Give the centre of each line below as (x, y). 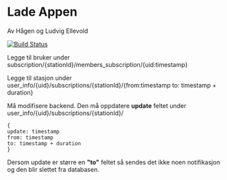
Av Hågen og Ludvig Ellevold (48, 31)
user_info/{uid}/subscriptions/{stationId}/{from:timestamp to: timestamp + (112, 85)
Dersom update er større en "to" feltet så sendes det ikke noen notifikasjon (114, 162)
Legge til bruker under (39, 57)
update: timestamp (33, 131)
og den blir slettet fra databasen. (53, 169)
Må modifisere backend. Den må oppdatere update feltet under (97, 105)
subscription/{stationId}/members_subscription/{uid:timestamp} (97, 64)
